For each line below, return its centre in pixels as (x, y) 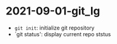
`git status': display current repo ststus (63, 34)
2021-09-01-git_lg (53, 11)
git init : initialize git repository (54, 28)
